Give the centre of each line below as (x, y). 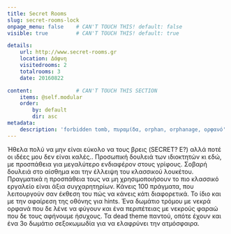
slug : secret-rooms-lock (43, 20)
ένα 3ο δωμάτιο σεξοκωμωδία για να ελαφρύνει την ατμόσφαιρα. (104, 223)
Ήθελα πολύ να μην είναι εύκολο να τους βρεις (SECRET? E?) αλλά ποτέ (114, 149)
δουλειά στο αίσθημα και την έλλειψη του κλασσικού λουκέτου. (100, 171)
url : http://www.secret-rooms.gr (68, 52)
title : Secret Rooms (37, 14)
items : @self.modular (51, 97)
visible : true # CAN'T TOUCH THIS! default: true (93, 33)
